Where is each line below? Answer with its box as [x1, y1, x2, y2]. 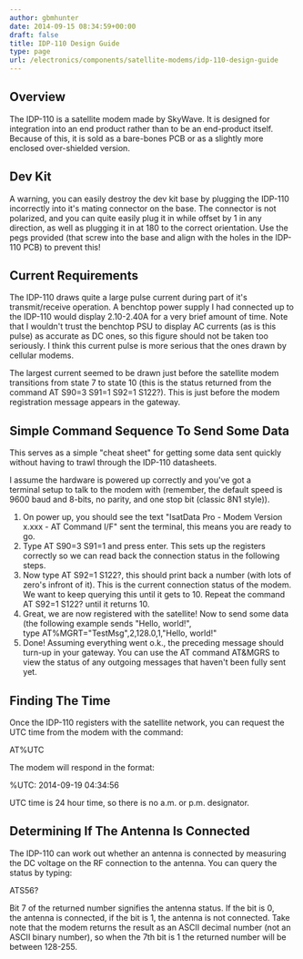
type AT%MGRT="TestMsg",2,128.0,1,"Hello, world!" [22, 627, 217, 638]
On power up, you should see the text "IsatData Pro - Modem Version [22, 512, 283, 523]
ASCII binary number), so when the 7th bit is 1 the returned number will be [9, 931, 287, 943]
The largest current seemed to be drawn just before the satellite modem [9, 368, 279, 379]
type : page [9, 47, 51, 56]
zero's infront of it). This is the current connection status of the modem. [22, 579, 292, 590]
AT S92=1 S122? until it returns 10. [22, 598, 150, 610]
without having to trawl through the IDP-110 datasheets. [9, 457, 217, 468]
